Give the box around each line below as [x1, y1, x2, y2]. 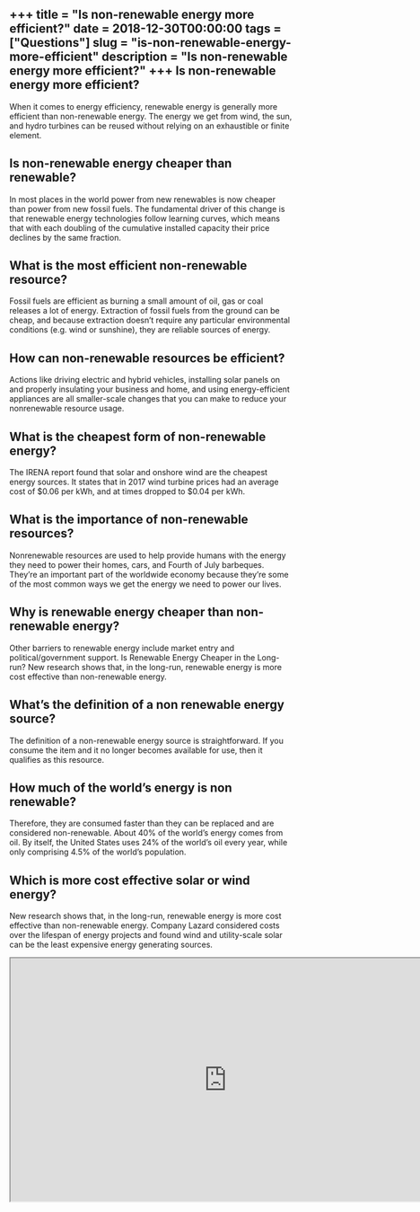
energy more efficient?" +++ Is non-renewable [9, 63, 276, 79]
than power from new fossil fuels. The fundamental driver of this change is [9, 203, 285, 214]
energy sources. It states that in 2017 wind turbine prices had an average [9, 476, 279, 488]
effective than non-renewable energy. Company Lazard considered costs [9, 920, 280, 931]
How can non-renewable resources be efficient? [9, 350, 285, 366]
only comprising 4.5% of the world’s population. [9, 846, 187, 857]
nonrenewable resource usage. [9, 403, 125, 414]
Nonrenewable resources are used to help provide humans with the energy [9, 550, 286, 561]
